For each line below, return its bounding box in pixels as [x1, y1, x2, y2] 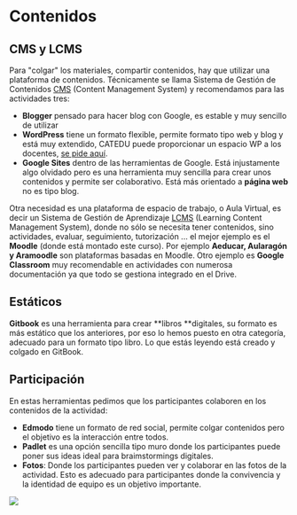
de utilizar [21, 120, 59, 130]
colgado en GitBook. [9, 346, 84, 356]
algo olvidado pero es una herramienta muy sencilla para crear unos [21, 167, 272, 177]
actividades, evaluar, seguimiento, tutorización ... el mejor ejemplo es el [9, 231, 270, 241]
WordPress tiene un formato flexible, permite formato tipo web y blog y [21, 129, 284, 139]
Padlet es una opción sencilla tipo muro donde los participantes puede [21, 441, 281, 451]
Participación [9, 372, 85, 387]
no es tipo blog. [21, 186, 80, 196]
